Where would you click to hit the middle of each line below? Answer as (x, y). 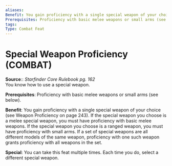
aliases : (15, 10)
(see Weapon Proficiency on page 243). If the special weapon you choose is (86, 115)
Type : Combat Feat (25, 29)
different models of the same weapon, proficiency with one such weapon (82, 137)
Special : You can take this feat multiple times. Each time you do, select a (82, 152)
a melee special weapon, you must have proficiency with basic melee (79, 121)
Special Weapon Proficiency (67, 54)
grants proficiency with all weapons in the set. (54, 143)
